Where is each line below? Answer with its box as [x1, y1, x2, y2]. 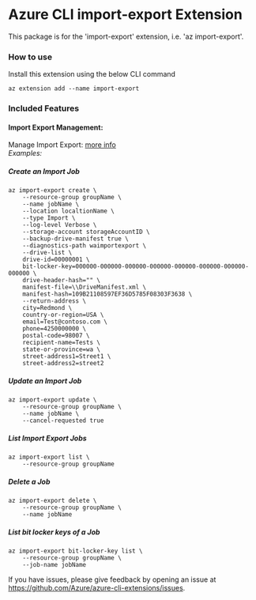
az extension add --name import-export [8, 85, 140, 92]
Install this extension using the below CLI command [8, 70, 176, 79]
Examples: [8, 149, 43, 158]
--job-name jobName [22, 561, 87, 569]
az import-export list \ [8, 453, 90, 462]
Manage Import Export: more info [8, 140, 117, 149]
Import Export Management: [8, 123, 104, 132]
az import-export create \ [8, 187, 97, 194]
